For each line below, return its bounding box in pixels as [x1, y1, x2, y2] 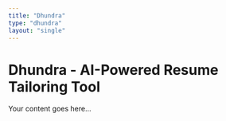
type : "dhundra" [8, 19, 62, 27]
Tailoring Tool [8, 77, 101, 96]
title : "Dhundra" [8, 11, 66, 20]
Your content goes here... [8, 104, 92, 114]
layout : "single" [8, 26, 66, 34]
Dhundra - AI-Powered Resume [8, 60, 219, 79]
